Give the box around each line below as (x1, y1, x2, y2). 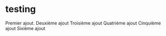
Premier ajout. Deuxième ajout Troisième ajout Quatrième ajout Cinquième (5, 20, 161, 26)
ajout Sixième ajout (5, 25, 45, 31)
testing (5, 3, 36, 15)
